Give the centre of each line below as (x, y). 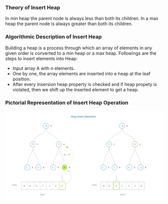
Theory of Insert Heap (33, 8)
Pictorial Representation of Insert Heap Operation (67, 103)
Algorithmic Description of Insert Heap (54, 37)
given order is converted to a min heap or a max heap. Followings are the (81, 53)
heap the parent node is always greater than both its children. (69, 24)
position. (22, 79)
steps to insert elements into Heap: (41, 58)
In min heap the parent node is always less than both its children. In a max (82, 19)
